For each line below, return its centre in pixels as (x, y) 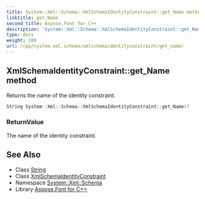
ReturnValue (25, 122)
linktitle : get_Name (33, 18)
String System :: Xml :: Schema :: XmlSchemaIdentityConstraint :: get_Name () (98, 107)
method (21, 81)
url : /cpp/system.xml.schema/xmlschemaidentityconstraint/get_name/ (95, 47)
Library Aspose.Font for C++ (51, 189)
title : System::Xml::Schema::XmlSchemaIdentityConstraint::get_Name (95, 12)
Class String (31, 170)
